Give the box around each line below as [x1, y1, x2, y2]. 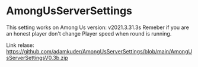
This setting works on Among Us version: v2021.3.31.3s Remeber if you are [6, 24, 190, 31]
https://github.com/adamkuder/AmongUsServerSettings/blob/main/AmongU [6, 47, 193, 55]
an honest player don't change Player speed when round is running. [6, 30, 172, 37]
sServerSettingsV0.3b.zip [6, 54, 68, 61]
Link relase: [6, 42, 34, 49]
